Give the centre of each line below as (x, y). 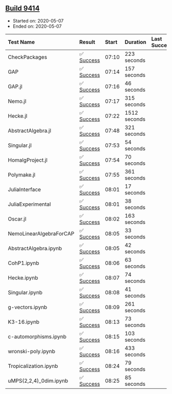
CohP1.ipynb (24, 263)
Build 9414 (23, 8)
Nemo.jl (17, 101)
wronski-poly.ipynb (31, 351)
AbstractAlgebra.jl (29, 130)
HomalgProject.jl (28, 160)
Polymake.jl (22, 174)
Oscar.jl (17, 218)
